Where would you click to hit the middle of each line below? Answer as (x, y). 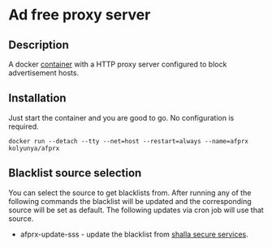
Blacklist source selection (75, 173)
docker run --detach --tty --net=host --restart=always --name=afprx (129, 141)
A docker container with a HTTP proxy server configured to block (118, 64)
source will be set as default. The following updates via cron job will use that (136, 210)
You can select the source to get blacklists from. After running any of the (130, 193)
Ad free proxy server (80, 15)
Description (39, 45)
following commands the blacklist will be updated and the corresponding (130, 201)
